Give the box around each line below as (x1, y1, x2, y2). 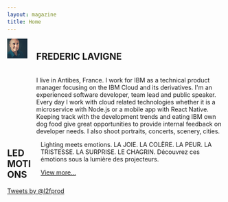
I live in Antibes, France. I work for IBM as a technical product (36, 76, 210, 85)
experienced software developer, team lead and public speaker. (36, 91, 216, 99)
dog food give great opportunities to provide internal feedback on (36, 120, 222, 128)
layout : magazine (7, 11, 57, 18)
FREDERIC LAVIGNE (36, 50, 122, 62)
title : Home (7, 18, 41, 25)
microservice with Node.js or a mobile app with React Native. (36, 105, 209, 113)
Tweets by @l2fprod (7, 187, 65, 195)
